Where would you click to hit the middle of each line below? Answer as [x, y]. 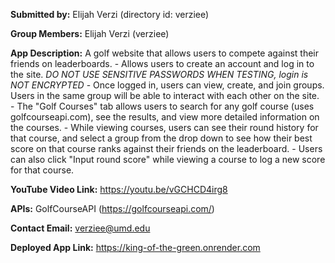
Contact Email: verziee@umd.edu [80, 228]
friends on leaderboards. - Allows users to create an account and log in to [162, 63]
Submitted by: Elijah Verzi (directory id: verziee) [110, 14]
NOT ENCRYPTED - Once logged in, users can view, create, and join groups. [167, 85]
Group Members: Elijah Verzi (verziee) [90, 33]
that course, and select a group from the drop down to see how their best [161, 138]
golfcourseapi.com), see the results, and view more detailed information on [165, 117]
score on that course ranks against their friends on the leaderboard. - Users [166, 148]
